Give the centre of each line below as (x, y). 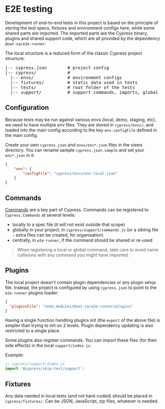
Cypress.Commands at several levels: (40, 215)
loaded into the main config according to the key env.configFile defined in (81, 130)
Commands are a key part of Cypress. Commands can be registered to (77, 210)
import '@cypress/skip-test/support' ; (45, 369)
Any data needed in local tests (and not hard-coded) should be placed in (79, 396)
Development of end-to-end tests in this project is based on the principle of (82, 23)
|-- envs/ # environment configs (66, 78)
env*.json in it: (20, 155)
